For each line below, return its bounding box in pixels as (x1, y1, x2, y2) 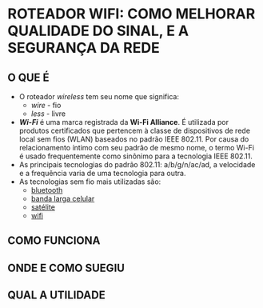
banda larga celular (30, 194, 95, 203)
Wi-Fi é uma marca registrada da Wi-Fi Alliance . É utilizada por (18, 118, 229, 126)
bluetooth (30, 186, 63, 194)
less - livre (30, 109, 66, 118)
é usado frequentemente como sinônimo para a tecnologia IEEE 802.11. (18, 151, 253, 161)
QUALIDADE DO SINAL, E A (7, 22, 189, 40)
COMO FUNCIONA (7, 234, 101, 248)
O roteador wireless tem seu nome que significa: (18, 92, 179, 101)
